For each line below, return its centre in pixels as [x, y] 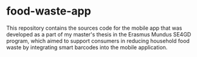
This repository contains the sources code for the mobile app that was [94, 28]
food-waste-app [49, 11]
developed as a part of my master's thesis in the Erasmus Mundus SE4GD [99, 34]
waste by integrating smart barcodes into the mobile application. [87, 47]
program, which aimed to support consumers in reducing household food [98, 41]
